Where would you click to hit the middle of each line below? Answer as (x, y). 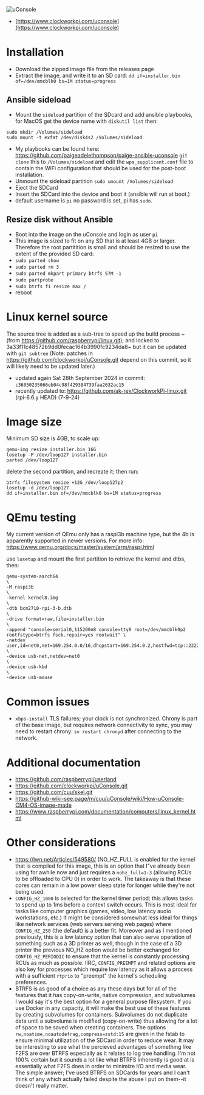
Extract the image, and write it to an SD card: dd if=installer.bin (98, 75)
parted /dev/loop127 (32, 460)
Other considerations (61, 843)
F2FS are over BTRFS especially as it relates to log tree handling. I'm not (105, 1053)
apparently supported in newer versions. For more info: (75, 541)
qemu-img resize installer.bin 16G (51, 450)
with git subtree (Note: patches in (49, 353)
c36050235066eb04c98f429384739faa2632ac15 (70, 385)
